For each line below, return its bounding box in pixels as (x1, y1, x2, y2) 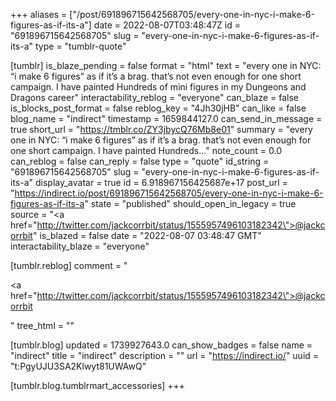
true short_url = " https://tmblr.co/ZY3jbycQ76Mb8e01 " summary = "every (10, 124, 313, 135)
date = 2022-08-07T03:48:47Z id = (93, 19, 242, 31)
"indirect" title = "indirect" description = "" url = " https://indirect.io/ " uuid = (10, 350, 320, 361)
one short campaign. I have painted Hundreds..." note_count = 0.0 (10, 145, 282, 156)
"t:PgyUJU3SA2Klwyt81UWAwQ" (10, 360, 147, 372)
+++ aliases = (10, 9, 68, 20)
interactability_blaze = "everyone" (10, 240, 150, 252)
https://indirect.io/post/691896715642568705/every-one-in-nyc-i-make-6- (14, 187, 324, 199)
